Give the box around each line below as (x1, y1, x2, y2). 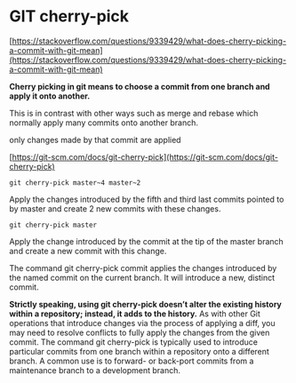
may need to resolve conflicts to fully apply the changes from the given (9, 327, 270, 338)
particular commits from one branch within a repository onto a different (9, 346, 269, 356)
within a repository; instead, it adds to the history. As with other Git (9, 308, 260, 319)
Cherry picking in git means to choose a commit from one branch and (9, 81, 270, 92)
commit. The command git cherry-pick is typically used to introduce (9, 336, 258, 347)
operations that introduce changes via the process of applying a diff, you (9, 317, 276, 328)
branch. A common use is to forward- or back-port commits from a (9, 355, 254, 366)
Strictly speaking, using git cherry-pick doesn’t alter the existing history (9, 299, 283, 309)
